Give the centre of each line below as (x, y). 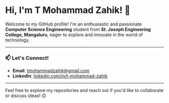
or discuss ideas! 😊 (26, 96)
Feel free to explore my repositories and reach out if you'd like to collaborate (84, 90)
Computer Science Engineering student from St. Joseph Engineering (78, 29)
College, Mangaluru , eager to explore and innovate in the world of (74, 34)
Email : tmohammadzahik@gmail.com (51, 71)
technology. (18, 40)
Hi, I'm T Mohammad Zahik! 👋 (68, 10)
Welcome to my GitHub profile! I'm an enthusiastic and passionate (73, 24)
